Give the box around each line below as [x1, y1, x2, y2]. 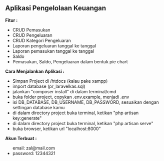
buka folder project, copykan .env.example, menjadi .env [12, 94, 129, 100]
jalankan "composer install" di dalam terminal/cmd [12, 88, 116, 94]
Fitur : [5, 17, 18, 23]
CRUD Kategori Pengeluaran [12, 37, 71, 43]
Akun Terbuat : [5, 135, 37, 141]
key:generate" [12, 115, 42, 121]
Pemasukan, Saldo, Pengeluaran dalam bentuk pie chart [12, 58, 128, 64]
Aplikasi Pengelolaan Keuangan [5, 4, 106, 12]
